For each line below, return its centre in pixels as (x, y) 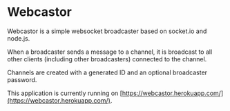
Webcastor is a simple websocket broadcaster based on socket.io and (107, 31)
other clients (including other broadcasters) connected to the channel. (107, 59)
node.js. (19, 38)
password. (22, 79)
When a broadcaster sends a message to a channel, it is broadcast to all (110, 52)
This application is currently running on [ (65, 93)
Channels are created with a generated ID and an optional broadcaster (107, 72)
